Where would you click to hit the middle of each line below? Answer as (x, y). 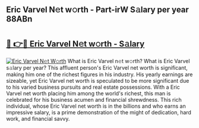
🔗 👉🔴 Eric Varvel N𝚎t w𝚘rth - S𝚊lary (75, 44)
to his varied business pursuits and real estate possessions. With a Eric (93, 87)
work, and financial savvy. (38, 119)
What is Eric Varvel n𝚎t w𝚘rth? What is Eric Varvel (129, 61)
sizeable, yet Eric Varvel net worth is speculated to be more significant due (98, 81)
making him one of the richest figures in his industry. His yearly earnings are (99, 74)
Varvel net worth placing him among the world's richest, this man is (89, 93)
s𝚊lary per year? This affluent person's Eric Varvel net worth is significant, (97, 68)
